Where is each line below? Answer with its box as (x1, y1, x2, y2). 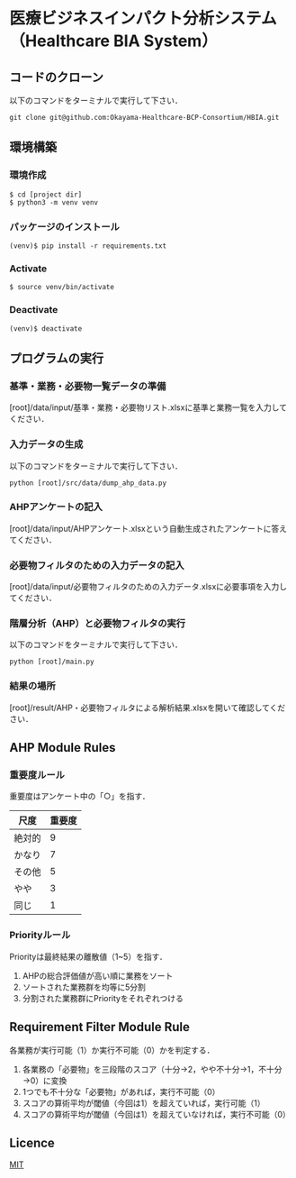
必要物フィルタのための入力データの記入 (9, 559, 184, 571)
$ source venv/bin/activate (9, 283, 115, 292)
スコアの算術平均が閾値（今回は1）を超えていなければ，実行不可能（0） (22, 1109, 291, 1119)
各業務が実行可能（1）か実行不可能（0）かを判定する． (9, 1045, 215, 1055)
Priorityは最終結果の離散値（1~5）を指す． (9, 951, 168, 962)
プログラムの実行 (9, 351, 104, 366)
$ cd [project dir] (9, 190, 83, 199)
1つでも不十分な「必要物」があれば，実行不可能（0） (22, 1086, 220, 1097)
